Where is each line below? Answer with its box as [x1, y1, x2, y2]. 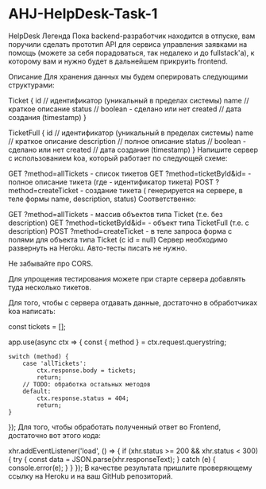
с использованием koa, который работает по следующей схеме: [8, 153, 228, 163]
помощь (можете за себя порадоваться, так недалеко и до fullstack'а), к [8, 48, 255, 57]
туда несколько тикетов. [8, 282, 91, 292]
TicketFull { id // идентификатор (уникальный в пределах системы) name [8, 128, 254, 138]
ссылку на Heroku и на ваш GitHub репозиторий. [8, 471, 173, 481]
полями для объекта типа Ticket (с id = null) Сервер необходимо [8, 235, 229, 244]
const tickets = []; [8, 321, 66, 331]
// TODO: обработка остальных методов [22, 380, 151, 388]
